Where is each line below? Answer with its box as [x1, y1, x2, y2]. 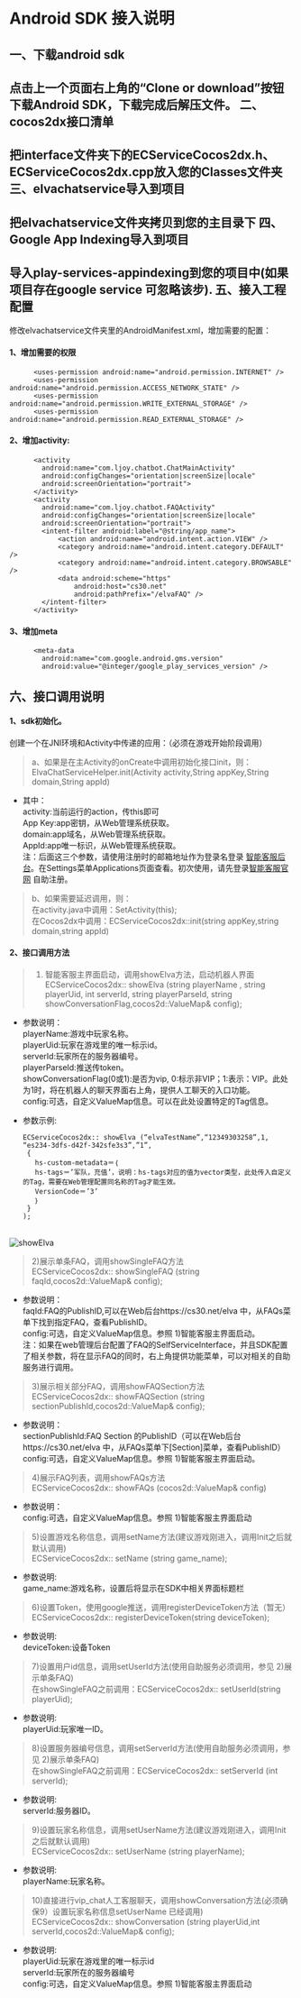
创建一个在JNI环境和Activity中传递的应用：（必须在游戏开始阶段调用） [9, 737, 268, 748]
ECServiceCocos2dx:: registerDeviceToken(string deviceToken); [31, 1611, 270, 1623]
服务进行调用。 [22, 1361, 78, 1372]
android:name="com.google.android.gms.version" [41, 655, 223, 664]
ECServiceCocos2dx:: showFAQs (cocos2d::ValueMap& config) [31, 1482, 268, 1493]
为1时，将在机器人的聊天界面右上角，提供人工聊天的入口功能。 [22, 1084, 255, 1095]
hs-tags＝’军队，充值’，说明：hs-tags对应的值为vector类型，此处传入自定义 [34, 1168, 292, 1177]
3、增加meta [9, 626, 59, 637]
